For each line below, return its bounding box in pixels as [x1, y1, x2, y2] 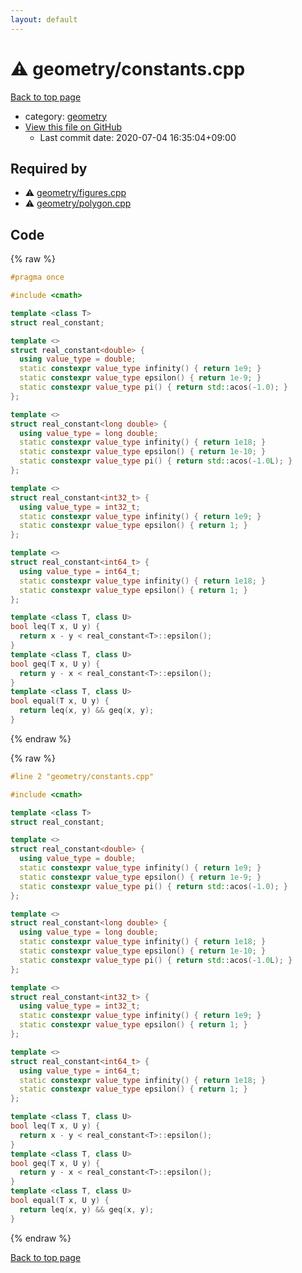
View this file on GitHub [24, 121, 123, 133]
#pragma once [10, 272, 65, 283]
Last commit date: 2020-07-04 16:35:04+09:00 [39, 131, 237, 143]
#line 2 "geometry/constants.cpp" [10, 771, 155, 781]
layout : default [10, 14, 78, 25]
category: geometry [24, 110, 108, 122]
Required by [10, 160, 88, 177]
